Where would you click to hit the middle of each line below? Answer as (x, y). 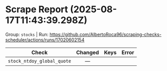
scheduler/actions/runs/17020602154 (45, 40)
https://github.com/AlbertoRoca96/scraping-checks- (106, 34)
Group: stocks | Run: (27, 34)
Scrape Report (37, 9)
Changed (88, 52)
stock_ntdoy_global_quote (40, 61)
